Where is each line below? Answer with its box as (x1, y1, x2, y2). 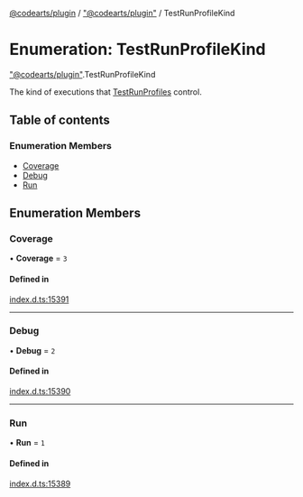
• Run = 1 (9, 437, 45, 448)
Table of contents (9, 113, 110, 128)
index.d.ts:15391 (9, 293, 69, 305)
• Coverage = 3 (9, 253, 68, 264)
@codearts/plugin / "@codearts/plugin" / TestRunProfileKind (9, 8, 235, 18)
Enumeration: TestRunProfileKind (9, 40, 266, 60)
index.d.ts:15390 (9, 386, 71, 397)
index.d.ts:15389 (9, 478, 71, 489)
